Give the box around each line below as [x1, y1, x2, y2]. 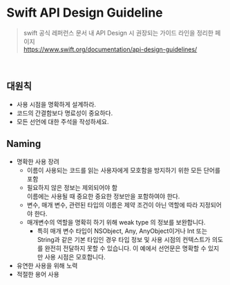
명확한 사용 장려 [16, 157, 59, 166]
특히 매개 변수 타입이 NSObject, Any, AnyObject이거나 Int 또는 [37, 227, 208, 235]
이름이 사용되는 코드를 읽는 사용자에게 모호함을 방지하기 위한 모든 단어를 [26, 166, 221, 174]
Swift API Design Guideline [6, 5, 163, 21]
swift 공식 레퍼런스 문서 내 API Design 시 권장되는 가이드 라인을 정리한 [23, 28, 214, 37]
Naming [6, 138, 41, 150]
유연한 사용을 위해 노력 [16, 261, 78, 270]
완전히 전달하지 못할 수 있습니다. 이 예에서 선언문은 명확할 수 [44, 244, 207, 252]
